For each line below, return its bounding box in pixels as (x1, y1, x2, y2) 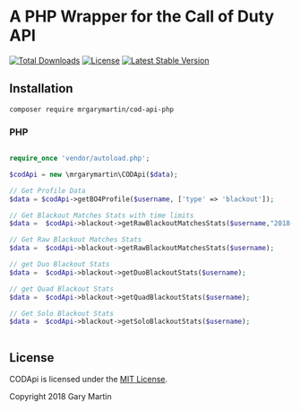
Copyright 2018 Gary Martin (9, 391, 112, 402)
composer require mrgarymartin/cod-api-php (9, 105, 175, 114)
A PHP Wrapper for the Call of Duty (9, 6, 275, 27)
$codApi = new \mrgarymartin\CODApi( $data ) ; (9, 170, 178, 179)
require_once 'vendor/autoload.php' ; (9, 154, 150, 163)
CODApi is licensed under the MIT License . (9, 374, 168, 385)
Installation (9, 81, 73, 96)
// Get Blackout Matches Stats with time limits (9, 211, 194, 220)
